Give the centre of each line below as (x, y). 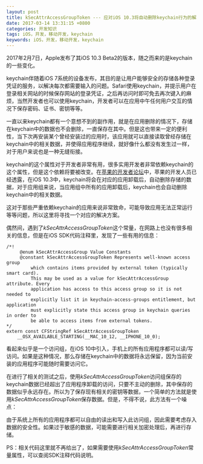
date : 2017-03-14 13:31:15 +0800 (48, 23)
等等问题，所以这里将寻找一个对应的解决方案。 (64, 215)
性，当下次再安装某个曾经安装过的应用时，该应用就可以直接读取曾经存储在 (99, 136)
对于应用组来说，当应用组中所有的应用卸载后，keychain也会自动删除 (102, 187)
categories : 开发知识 (32, 29)
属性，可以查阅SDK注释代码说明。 (54, 455)
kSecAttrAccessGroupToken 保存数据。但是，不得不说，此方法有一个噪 (99, 399)
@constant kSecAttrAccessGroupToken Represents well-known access (105, 257)
